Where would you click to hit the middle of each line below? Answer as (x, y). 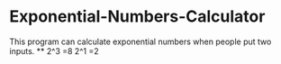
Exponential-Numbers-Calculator (137, 17)
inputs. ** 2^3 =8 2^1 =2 (54, 50)
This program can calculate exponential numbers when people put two (140, 41)
